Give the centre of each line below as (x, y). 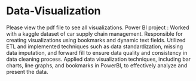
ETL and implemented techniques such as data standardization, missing (95, 46)
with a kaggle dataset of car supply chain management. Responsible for (95, 33)
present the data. (27, 71)
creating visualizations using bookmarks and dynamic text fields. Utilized (96, 40)
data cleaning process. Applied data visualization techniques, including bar (99, 59)
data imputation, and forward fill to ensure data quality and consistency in (97, 52)
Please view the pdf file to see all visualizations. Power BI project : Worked (98, 27)
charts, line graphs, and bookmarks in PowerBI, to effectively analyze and (97, 65)
